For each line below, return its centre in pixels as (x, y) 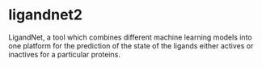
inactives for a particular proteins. (65, 54)
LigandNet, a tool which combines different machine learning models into (130, 37)
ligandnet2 (46, 15)
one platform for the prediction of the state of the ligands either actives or (131, 45)
